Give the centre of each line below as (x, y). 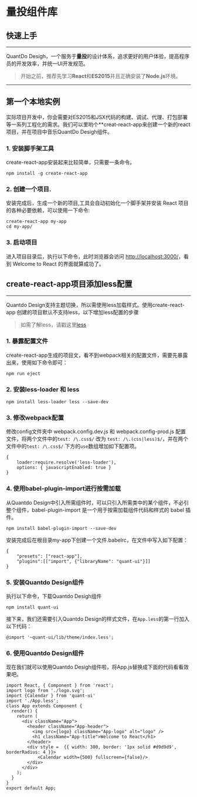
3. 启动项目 (22, 242)
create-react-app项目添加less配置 (69, 284)
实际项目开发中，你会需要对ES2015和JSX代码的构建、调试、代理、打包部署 (97, 117)
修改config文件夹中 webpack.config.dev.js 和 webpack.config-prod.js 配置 (96, 431)
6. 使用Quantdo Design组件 (45, 653)
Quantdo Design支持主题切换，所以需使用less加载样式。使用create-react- (95, 305)
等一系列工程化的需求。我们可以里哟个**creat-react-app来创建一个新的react (98, 124)
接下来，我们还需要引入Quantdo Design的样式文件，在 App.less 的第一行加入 (98, 619)
